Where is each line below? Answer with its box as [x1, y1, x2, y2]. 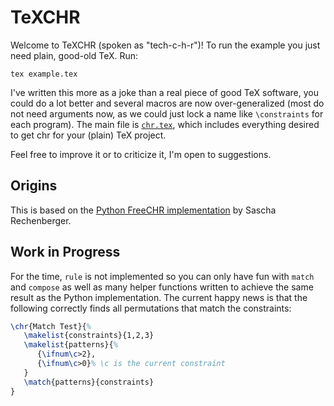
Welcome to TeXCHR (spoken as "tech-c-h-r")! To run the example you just [10, 39, 321, 51]
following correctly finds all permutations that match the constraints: [10, 302, 292, 314]
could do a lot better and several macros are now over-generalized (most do [10, 97, 325, 109]
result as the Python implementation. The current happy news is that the [10, 291, 308, 303]
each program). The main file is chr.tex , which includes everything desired [10, 118, 320, 130]
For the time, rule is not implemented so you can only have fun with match [10, 270, 315, 282]
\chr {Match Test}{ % [10, 321, 92, 331]
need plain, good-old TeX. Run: [10, 49, 139, 61]
